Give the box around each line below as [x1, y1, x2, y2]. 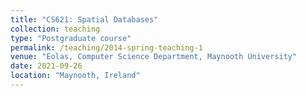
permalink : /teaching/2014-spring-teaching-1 [10, 42, 203, 53]
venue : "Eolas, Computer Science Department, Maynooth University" [10, 52, 298, 62]
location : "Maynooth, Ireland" [10, 71, 141, 81]
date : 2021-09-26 [10, 61, 83, 71]
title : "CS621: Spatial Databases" [10, 14, 159, 25]
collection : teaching [10, 24, 101, 34]
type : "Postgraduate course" [10, 33, 132, 43]
